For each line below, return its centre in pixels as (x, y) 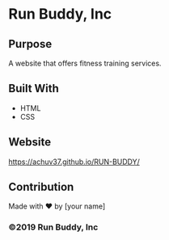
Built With (34, 88)
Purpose (30, 44)
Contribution (41, 187)
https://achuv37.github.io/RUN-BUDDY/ (74, 162)
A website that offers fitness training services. (85, 63)
